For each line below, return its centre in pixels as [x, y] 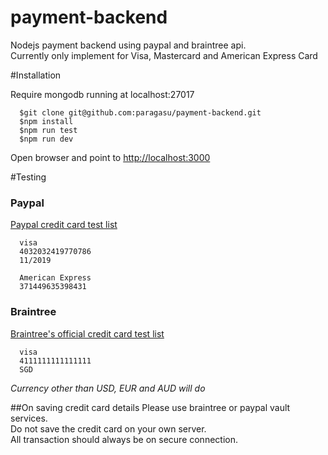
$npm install [46, 121]
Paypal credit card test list [64, 225]
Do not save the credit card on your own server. [108, 428]
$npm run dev [46, 139]
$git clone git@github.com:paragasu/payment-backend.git [140, 112]
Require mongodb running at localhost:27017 [102, 94]
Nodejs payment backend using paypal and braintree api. [128, 45]
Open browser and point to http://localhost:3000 [110, 157]
